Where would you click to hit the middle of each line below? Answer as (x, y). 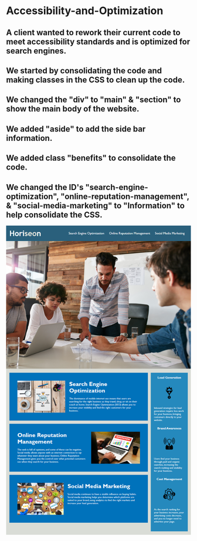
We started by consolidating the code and (84, 71)
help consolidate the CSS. (54, 214)
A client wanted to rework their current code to (93, 33)
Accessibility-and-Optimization (85, 11)
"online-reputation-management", (125, 196)
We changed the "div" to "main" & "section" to (94, 100)
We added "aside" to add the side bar (76, 129)
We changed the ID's (45, 187)
